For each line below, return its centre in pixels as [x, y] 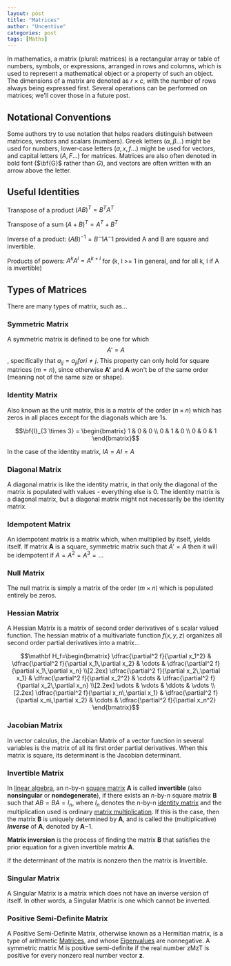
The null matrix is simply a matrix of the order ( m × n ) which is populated [110, 588]
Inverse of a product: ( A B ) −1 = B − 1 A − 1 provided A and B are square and [108, 238]
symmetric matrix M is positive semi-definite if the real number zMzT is [108, 948]
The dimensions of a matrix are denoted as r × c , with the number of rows [112, 81]
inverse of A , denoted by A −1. [50, 826]
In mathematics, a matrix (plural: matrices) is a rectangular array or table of [114, 59]
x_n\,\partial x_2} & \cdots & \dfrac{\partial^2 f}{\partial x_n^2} [128, 700]
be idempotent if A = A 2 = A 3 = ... [56, 554]
